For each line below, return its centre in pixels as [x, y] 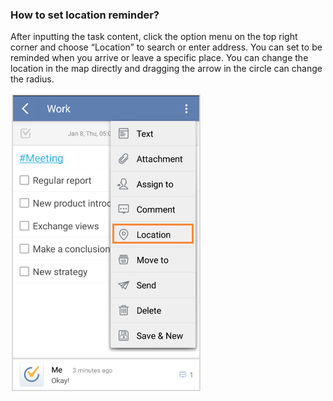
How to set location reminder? [85, 15]
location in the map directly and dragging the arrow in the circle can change [166, 69]
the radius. [32, 79]
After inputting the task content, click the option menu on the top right [154, 37]
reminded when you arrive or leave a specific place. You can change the [159, 58]
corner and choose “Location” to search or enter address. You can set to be [166, 47]
